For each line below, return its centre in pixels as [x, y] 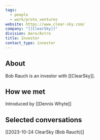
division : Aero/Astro [28, 33]
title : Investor [22, 39]
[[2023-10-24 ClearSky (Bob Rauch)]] [45, 132]
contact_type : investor [30, 43]
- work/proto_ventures [34, 19]
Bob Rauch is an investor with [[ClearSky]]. [50, 76]
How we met [25, 92]
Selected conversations [44, 120]
